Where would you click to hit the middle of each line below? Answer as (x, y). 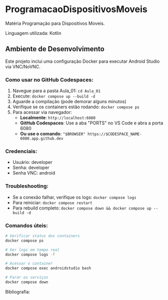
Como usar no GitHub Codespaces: (49, 79)
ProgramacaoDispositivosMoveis (76, 9)
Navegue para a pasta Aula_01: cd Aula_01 (57, 91)
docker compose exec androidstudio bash (48, 268)
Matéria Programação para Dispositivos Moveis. (55, 23)
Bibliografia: (18, 291)
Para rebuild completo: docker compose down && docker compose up (82, 208)
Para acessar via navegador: (42, 112)
